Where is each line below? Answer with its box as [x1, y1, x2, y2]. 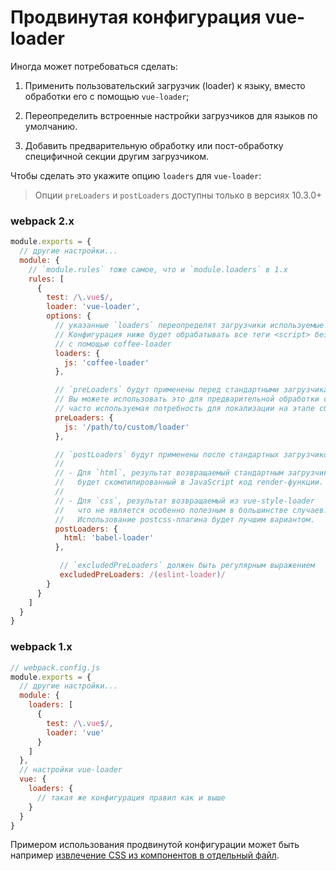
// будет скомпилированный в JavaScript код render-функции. [54, 477, 325, 488]
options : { [46, 311, 92, 321]
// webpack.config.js [10, 662, 101, 673]
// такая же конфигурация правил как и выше [36, 792, 226, 803]
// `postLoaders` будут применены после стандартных [54, 449, 280, 460]
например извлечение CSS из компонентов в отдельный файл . [10, 849, 280, 861]
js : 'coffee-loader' [63, 357, 150, 368]
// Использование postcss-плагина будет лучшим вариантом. [54, 514, 315, 525]
